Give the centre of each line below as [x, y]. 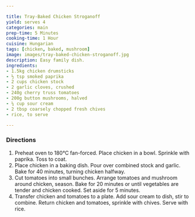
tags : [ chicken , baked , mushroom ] [48, 49]
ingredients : [22, 66]
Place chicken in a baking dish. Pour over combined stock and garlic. [97, 165]
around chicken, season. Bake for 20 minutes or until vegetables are [97, 184]
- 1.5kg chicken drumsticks [40, 71]
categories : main [27, 27]
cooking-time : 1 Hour [32, 39]
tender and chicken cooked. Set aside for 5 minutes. [77, 190]
